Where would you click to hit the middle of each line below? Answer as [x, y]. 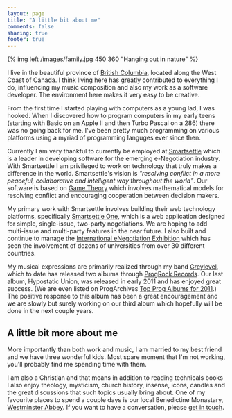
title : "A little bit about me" [54, 20]
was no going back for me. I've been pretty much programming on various [113, 131]
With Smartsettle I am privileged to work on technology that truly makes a [112, 166]
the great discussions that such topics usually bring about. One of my [106, 392]
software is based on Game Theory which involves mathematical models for [115, 188]
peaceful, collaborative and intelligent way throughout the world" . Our [107, 181]
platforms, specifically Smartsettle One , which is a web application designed [116, 217]
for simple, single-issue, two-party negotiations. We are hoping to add [107, 224]
